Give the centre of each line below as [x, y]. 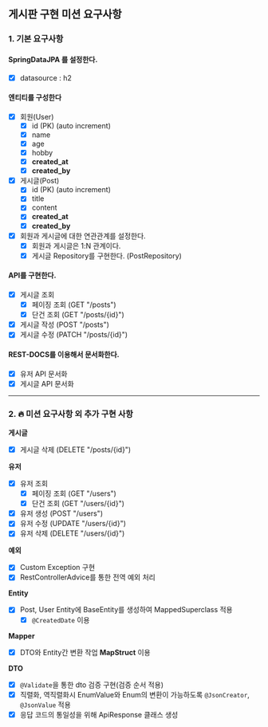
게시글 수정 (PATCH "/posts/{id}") [74, 335]
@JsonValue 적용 [45, 705]
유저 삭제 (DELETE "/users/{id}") [72, 533]
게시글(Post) [39, 181]
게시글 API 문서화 [47, 383]
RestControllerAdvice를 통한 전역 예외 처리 [87, 577]
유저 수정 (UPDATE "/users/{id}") [73, 524]
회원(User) [37, 116]
